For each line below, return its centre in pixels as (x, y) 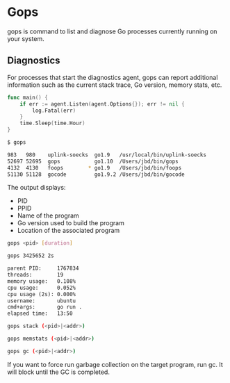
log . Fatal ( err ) (54, 111)
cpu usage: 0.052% (42, 288)
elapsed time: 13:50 (40, 313)
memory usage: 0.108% (42, 281)
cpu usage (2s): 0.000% (42, 294)
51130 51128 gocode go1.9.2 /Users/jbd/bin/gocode (96, 174)
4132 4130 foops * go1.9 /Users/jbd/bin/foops (95, 168)
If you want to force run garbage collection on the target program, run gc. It (115, 364)
